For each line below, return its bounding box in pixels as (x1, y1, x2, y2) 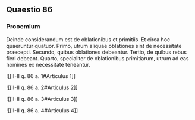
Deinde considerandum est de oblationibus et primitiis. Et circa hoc (6, 35, 171, 43)
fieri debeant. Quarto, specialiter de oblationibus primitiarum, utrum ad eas (6, 54, 189, 61)
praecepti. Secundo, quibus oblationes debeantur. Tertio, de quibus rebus (6, 48, 187, 56)
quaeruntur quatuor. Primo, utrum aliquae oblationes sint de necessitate (6, 42, 182, 49)
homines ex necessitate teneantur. (6, 61, 90, 68)
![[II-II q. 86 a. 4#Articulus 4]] (6, 106, 78, 114)
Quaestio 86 (6, 5, 53, 15)
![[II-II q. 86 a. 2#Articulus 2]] (6, 84, 78, 91)
